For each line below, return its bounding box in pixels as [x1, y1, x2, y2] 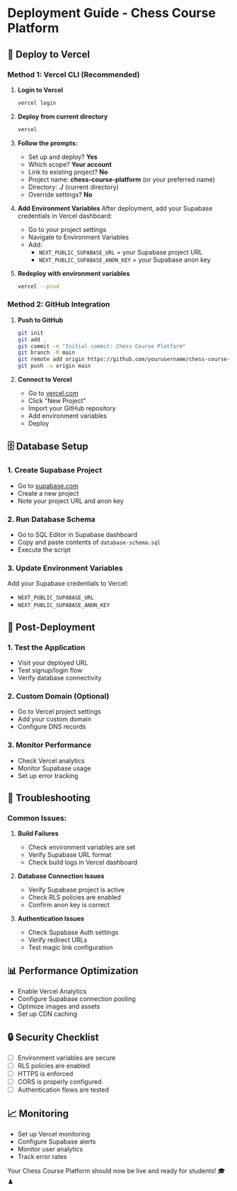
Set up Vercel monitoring [17, 1130, 91, 1139]
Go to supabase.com [17, 481, 79, 490]
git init [17, 329, 44, 336]
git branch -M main [17, 349, 76, 356]
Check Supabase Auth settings [28, 928, 119, 937]
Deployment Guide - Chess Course [7, 5, 216, 21]
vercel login [17, 99, 57, 106]
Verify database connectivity [17, 674, 102, 682]
